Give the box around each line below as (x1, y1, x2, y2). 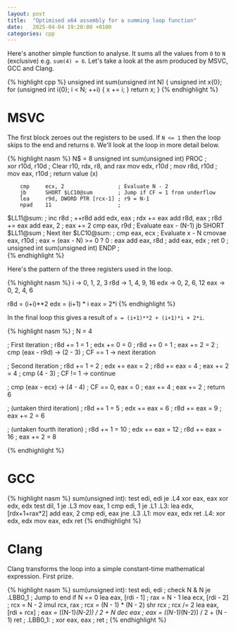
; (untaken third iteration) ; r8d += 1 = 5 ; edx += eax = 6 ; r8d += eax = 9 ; (7, 404, 222, 413)
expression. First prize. (7, 572, 74, 581)
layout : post (7, 10, 46, 18)
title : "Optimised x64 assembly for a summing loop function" (7, 17, 197, 24)
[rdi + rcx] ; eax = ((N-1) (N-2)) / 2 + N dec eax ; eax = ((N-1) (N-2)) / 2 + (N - (7, 608, 228, 617)
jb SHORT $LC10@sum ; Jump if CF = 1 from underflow (20, 189, 216, 196)
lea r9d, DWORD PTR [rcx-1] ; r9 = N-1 (20, 195, 150, 203)
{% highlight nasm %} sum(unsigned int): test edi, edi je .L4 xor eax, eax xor (7, 494, 229, 503)
